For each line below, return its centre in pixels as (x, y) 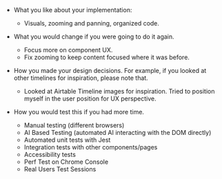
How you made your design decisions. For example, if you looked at (110, 71)
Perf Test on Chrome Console (66, 162)
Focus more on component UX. (68, 50)
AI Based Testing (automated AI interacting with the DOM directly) (118, 133)
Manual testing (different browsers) (74, 125)
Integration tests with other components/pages (91, 147)
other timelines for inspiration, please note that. (81, 78)
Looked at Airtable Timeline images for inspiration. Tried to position (119, 91)
